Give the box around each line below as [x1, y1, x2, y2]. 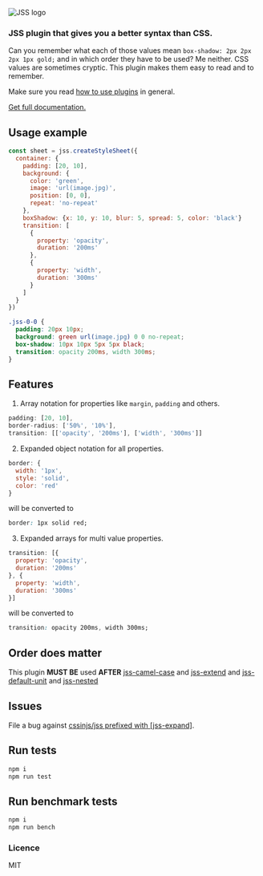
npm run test [8, 773, 52, 781]
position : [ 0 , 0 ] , [29, 192, 91, 200]
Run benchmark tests [8, 794, 118, 808]
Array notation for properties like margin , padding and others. [19, 399, 221, 408]
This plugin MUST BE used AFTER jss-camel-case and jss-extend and [8, 667, 241, 677]
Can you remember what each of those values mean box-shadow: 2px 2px [8, 46, 252, 55]
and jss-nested [48, 676, 99, 686]
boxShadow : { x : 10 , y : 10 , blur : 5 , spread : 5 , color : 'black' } [22, 213, 242, 222]
